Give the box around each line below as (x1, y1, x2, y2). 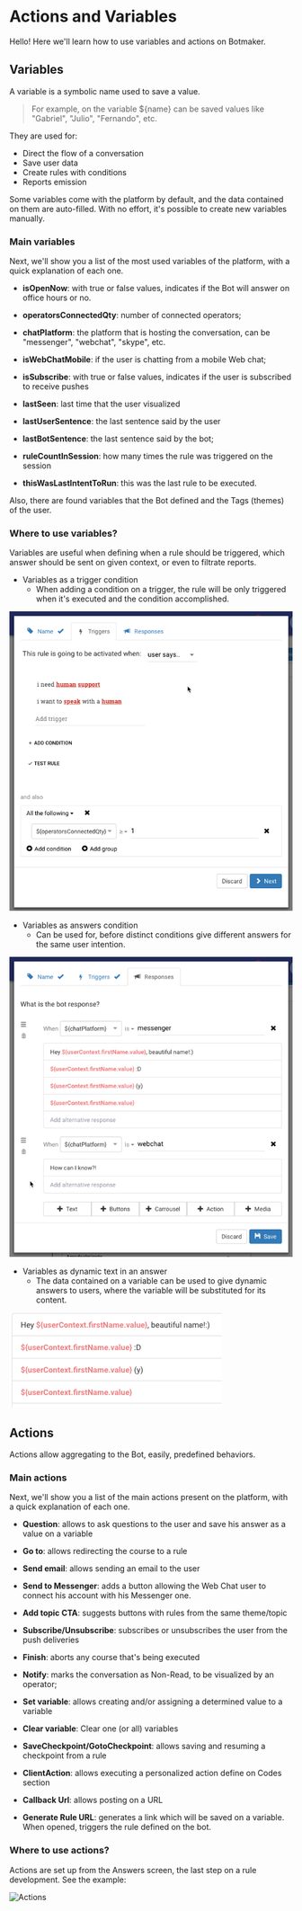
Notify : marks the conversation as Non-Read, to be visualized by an (22, 1669, 274, 1680)
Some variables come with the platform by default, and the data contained (9, 193, 284, 204)
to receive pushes (22, 381, 90, 392)
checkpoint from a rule (22, 1750, 107, 1761)
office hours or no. (22, 292, 92, 303)
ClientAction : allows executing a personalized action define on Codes (22, 1768, 282, 1779)
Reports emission (22, 176, 87, 187)
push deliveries (22, 1634, 79, 1646)
